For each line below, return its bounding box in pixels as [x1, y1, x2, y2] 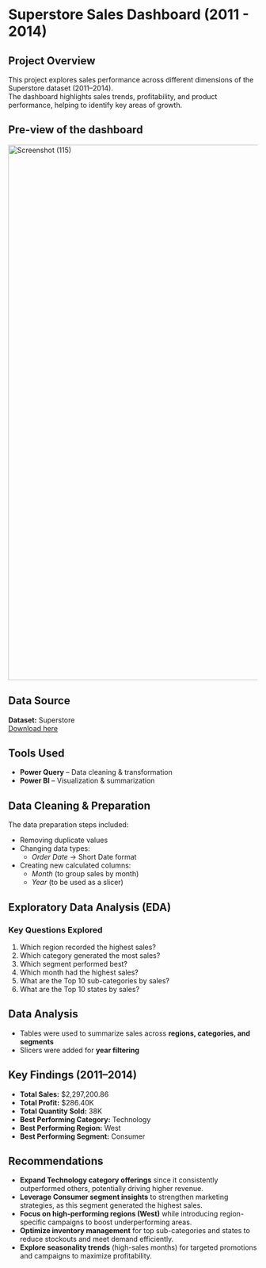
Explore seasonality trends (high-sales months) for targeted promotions [19, 1243, 257, 1252]
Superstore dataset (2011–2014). [8, 83, 113, 93]
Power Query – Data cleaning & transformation [19, 768, 173, 777]
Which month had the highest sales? [19, 967, 139, 977]
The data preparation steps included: [8, 820, 129, 829]
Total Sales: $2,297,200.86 [19, 1089, 109, 1099]
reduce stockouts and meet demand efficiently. [19, 1235, 174, 1244]
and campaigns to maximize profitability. [19, 1251, 153, 1261]
